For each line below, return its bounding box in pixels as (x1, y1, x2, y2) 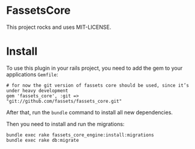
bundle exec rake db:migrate (6, 137, 79, 143)
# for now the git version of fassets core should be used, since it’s (6, 82, 189, 88)
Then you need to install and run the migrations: (6, 120, 125, 127)
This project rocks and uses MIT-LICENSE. (6, 23, 112, 31)
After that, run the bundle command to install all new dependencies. (6, 109, 173, 116)
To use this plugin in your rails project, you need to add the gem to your (6, 64, 183, 71)
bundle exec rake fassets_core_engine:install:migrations (6, 132, 154, 138)
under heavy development (6, 88, 68, 94)
